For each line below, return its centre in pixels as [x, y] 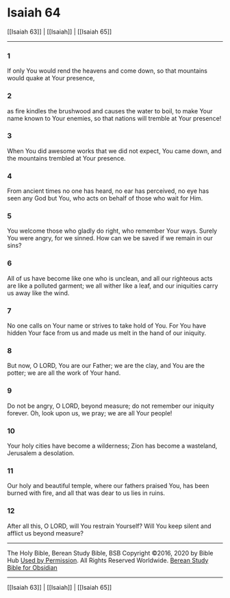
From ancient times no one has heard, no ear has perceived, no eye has [108, 191]
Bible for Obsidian [33, 567]
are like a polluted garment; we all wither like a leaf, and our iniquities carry [113, 286]
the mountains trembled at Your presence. [66, 158]
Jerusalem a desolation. [41, 453]
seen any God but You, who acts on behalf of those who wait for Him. [105, 198]
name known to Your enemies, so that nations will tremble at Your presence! [114, 118]
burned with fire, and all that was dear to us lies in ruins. [86, 493]
